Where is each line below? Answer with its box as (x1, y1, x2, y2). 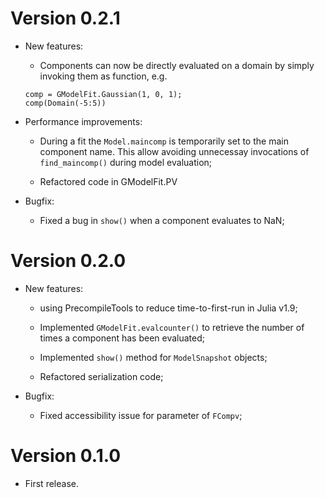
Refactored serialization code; (39, 370, 164, 382)
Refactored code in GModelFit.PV (39, 175, 178, 187)
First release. (24, 477, 79, 489)
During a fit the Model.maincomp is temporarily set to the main (39, 135, 289, 147)
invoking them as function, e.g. (39, 70, 168, 82)
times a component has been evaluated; (39, 332, 206, 344)
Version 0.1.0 (10, 445, 122, 467)
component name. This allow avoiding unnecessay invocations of (39, 145, 310, 157)
